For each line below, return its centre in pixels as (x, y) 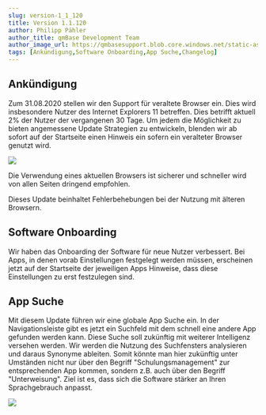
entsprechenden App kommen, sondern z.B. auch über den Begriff (117, 371)
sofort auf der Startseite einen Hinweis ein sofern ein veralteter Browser (125, 137)
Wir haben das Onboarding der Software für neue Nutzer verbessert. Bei (127, 251)
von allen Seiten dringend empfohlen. (69, 183)
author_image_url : (38, 45)
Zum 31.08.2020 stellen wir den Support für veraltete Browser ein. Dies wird (132, 103)
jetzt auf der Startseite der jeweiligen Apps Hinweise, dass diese (113, 268)
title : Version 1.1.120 (47, 23)
